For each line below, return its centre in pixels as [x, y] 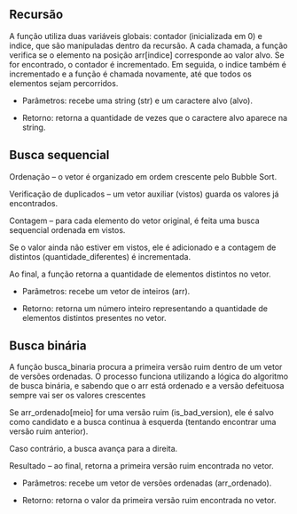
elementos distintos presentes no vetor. [94, 317]
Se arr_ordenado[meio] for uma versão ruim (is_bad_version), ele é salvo [142, 413]
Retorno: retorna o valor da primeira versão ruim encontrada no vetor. [149, 501]
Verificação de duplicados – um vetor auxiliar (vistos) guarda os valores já [144, 194]
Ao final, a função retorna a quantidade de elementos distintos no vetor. [141, 274]
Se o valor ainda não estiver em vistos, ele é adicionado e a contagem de [143, 247]
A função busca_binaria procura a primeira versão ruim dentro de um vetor [146, 367]
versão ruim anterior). [49, 431]
